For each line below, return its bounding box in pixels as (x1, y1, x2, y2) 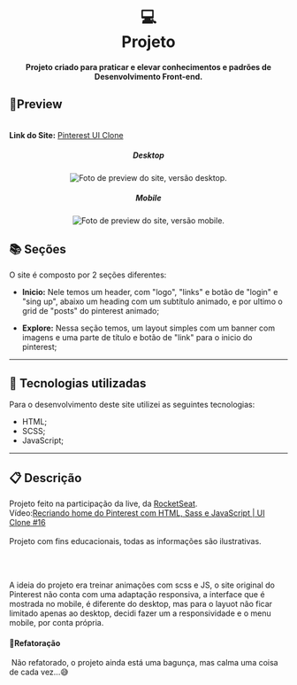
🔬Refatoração (9, 637, 61, 648)
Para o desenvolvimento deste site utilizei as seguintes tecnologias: (9, 400, 255, 410)
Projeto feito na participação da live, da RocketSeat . (9, 498, 198, 509)
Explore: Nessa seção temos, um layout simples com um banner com (21, 323, 276, 333)
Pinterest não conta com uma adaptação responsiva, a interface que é (9, 588, 265, 599)
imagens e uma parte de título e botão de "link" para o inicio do (21, 332, 253, 343)
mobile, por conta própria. (9, 617, 104, 627)
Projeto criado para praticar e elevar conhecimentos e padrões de (25, 61, 272, 72)
